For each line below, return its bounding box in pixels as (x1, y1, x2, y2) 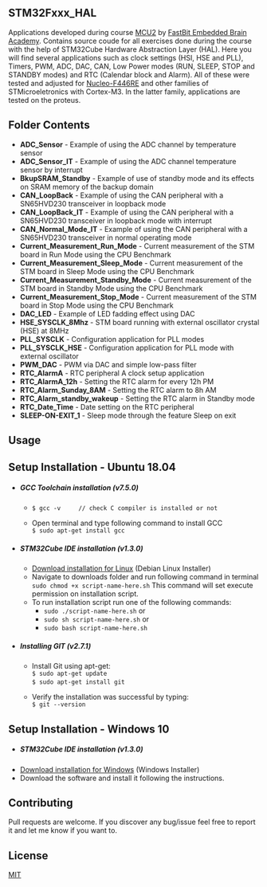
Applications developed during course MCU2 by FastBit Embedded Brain (8, 27, 247, 37)
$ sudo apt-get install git (31, 678, 125, 686)
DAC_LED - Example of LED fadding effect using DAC (19, 308, 195, 318)
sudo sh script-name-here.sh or (43, 614, 150, 624)
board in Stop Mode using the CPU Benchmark (19, 300, 174, 310)
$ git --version (31, 701, 86, 708)
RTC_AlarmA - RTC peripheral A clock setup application (19, 368, 205, 378)
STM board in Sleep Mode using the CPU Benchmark (19, 266, 194, 276)
